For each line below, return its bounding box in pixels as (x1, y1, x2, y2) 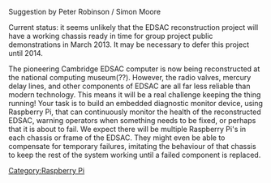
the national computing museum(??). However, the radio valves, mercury (8, 73, 252, 82)
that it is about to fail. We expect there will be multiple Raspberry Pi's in (8, 125, 247, 134)
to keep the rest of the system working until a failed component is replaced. (8, 150, 261, 160)
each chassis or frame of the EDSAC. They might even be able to (8, 133, 226, 143)
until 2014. (8, 49, 43, 57)
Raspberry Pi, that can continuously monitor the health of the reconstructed (8, 107, 261, 117)
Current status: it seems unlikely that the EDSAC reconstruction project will (8, 23, 259, 32)
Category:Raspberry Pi (8, 166, 85, 175)
